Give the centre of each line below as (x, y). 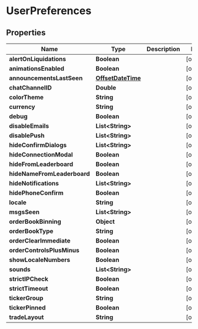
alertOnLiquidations (38, 59)
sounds (20, 269)
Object (105, 222)
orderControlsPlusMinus (44, 250)
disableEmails (29, 126)
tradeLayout (27, 317)
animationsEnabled (37, 69)
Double (106, 88)
